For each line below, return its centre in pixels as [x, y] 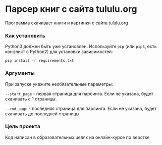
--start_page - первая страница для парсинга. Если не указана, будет [79, 94]
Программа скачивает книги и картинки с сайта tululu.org [67, 23]
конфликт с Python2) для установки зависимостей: [59, 52]
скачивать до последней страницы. [43, 114]
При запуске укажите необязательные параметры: [59, 84]
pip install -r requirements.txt [40, 61]
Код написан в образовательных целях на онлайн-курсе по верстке [77, 137]
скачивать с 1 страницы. [31, 99]
